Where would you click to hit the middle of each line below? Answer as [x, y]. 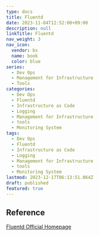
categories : [21, 89]
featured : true [25, 188]
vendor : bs [25, 51]
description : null [29, 28]
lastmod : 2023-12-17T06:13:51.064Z [50, 178]
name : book [25, 56]
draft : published [27, 183]
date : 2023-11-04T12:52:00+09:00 [47, 23]
